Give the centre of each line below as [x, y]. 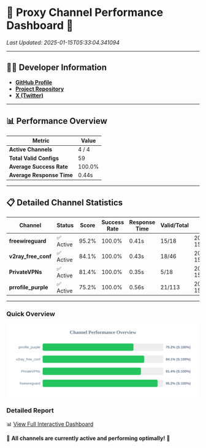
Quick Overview [31, 314]
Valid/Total [174, 226]
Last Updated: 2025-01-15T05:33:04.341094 [63, 42]
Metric [41, 141]
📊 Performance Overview [57, 121]
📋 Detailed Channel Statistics [65, 203]
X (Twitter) [29, 95]
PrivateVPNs [25, 271]
